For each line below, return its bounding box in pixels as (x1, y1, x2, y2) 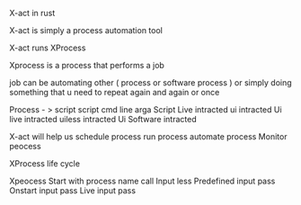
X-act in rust (9, 8, 56, 18)
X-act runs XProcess (9, 42, 86, 53)
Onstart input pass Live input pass (9, 185, 137, 196)
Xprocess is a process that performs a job (9, 60, 164, 70)
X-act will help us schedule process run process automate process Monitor (9, 131, 288, 142)
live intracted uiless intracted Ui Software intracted (9, 114, 198, 124)
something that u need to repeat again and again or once (9, 87, 220, 97)
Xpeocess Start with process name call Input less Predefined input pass (9, 175, 276, 186)
